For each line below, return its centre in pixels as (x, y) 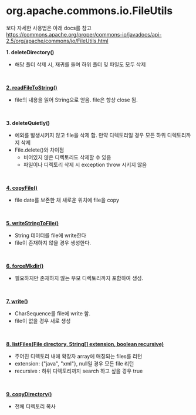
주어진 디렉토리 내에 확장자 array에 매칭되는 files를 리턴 (78, 356)
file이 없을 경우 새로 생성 (43, 321)
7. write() (17, 301)
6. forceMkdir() (25, 266)
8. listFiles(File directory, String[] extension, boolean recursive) (85, 344)
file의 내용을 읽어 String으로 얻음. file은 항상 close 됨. (76, 100)
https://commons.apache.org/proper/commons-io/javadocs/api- (84, 34)
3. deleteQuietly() (28, 123)
